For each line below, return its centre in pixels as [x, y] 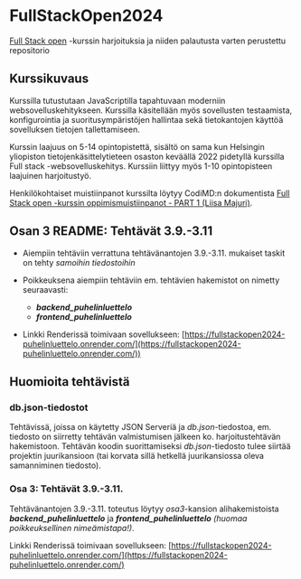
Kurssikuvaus [49, 79]
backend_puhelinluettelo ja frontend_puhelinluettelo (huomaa [128, 518]
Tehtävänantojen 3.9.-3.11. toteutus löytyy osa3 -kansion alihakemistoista [144, 509]
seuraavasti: [45, 289]
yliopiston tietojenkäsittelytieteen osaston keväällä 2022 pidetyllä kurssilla [147, 156]
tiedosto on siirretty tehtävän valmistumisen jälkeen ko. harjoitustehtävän [145, 437]
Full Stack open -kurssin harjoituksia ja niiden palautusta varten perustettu [148, 41]
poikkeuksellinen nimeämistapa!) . [72, 528]
